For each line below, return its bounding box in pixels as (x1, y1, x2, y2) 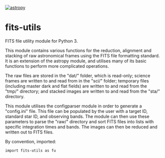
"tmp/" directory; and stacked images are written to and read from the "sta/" (5, 88, 160, 94)
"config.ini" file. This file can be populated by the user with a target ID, (5, 108, 148, 114)
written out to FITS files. (5, 129, 54, 135)
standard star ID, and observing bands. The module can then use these (5, 113, 150, 119)
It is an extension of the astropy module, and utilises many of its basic (5, 58, 147, 64)
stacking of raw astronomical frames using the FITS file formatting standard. (5, 53, 160, 58)
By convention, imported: (5, 138, 57, 144)
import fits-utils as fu (5, 148, 56, 153)
